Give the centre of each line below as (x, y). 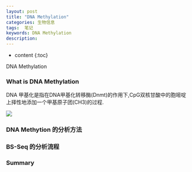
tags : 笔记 (20, 28)
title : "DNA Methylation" (37, 17)
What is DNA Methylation (43, 81)
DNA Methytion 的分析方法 (44, 130)
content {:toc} (31, 55)
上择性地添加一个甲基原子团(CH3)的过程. (55, 102)
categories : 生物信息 (31, 22)
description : (22, 38)
